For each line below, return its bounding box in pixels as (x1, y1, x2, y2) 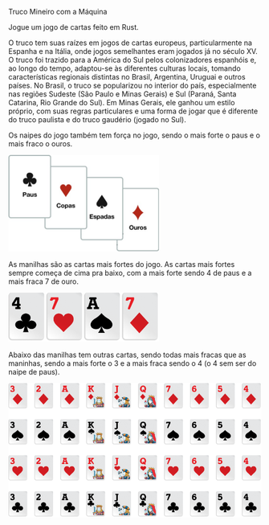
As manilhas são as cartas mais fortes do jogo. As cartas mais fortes (8, 259, 235, 269)
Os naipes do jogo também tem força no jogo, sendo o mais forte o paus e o (8, 130, 261, 140)
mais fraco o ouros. (8, 139, 73, 148)
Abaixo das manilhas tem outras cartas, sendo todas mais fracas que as (8, 350, 247, 360)
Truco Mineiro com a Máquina (8, 7, 108, 16)
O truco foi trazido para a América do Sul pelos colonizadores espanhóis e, (8, 55, 257, 64)
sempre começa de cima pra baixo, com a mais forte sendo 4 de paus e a (8, 268, 252, 277)
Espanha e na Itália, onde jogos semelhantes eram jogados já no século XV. (8, 47, 259, 55)
